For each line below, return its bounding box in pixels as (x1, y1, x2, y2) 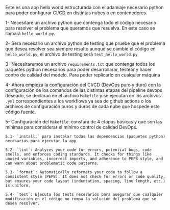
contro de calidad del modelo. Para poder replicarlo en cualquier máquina (5, 72, 160, 78)
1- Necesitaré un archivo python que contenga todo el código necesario (5, 20, 157, 25)
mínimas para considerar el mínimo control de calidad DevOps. (5, 124, 138, 130)
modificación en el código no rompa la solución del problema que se (5, 196, 157, 201)
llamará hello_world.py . (5, 31, 56, 36)
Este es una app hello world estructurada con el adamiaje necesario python (5, 5, 164, 10)
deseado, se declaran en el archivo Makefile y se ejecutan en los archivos (5, 93, 161, 98)
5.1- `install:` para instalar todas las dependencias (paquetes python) (5, 134, 166, 139)
